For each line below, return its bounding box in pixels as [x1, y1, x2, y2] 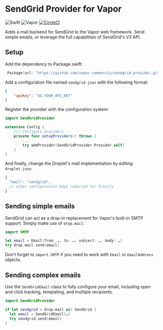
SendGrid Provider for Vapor [5, 3, 122, 15]
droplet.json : [5, 166, 33, 172]
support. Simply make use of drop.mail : [5, 220, 85, 226]
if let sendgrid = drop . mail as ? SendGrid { [5, 307, 97, 312]
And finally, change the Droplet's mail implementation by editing [5, 160, 133, 166]
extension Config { [5, 125, 45, 130]
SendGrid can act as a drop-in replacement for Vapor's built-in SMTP [5, 215, 144, 221]
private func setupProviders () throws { [14, 134, 97, 139]
